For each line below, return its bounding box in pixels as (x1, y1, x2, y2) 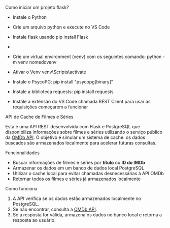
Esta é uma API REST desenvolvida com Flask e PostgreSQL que (5, 124, 141, 129)
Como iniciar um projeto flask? (5, 5, 70, 10)
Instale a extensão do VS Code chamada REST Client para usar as (12, 99, 151, 104)
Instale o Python (12, 14, 47, 20)
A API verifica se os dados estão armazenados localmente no (12, 195, 141, 202)
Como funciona (5, 186, 38, 191)
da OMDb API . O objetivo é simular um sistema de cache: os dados (5, 134, 146, 140)
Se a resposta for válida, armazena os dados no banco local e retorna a (12, 212, 162, 218)
